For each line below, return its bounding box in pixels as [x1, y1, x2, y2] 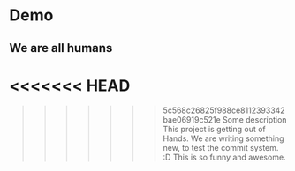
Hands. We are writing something [163, 133, 284, 144]
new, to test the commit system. [163, 142, 279, 152]
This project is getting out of [163, 123, 267, 134]
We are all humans [9, 41, 113, 56]
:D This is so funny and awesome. [163, 152, 286, 162]
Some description [222, 114, 287, 124]
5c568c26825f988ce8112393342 [163, 105, 285, 115]
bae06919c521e [163, 114, 221, 124]
